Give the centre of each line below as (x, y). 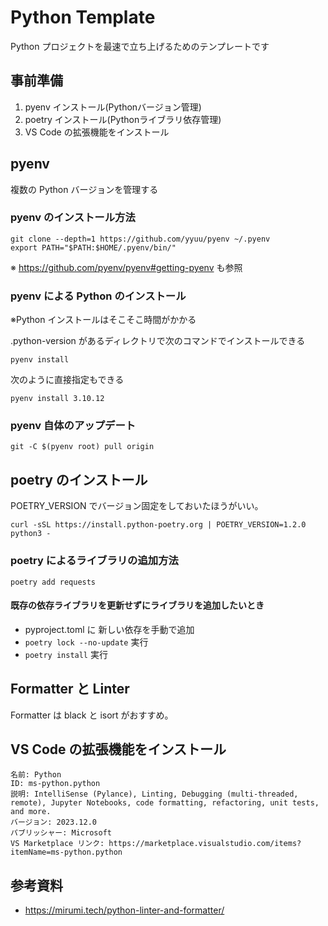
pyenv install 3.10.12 (57, 399)
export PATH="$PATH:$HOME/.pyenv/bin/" (93, 247)
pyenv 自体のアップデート (73, 426)
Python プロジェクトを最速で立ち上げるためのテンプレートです (140, 46)
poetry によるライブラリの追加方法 (94, 561)
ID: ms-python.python (55, 784)
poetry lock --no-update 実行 (86, 642)
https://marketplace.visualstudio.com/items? (205, 844)
